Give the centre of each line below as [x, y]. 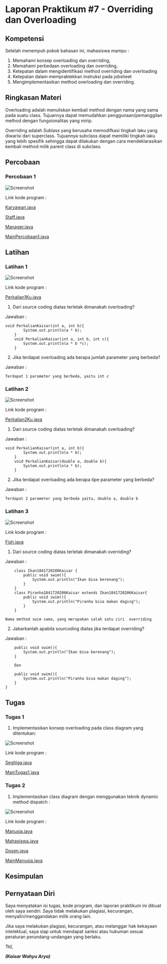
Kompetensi [25, 39]
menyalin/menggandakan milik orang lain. [48, 916]
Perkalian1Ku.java [23, 297]
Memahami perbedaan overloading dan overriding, [65, 66]
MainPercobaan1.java [27, 236]
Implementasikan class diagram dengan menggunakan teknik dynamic [85, 796]
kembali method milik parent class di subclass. [54, 146]
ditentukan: [24, 733]
